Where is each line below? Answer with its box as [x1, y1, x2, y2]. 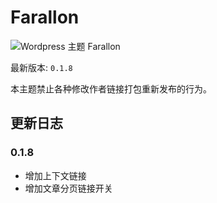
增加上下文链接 [24, 169, 87, 181]
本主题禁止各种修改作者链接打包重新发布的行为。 [10, 82, 212, 95]
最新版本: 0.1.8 [10, 61, 73, 73]
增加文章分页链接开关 [24, 182, 113, 194]
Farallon [10, 6, 80, 29]
